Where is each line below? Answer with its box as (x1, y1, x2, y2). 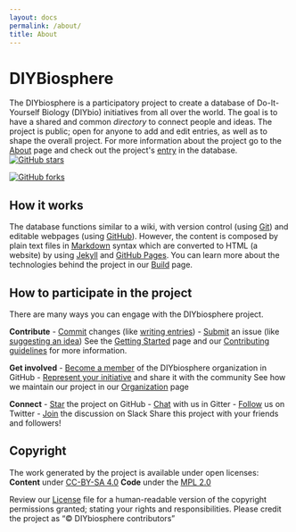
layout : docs (9, 12, 58, 22)
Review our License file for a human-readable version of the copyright (9, 494, 267, 504)
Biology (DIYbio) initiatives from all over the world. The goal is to (41, 107, 278, 118)
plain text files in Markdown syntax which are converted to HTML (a (9, 240, 259, 251)
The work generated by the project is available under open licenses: (9, 467, 259, 478)
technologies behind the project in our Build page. (9, 260, 193, 270)
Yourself (9, 107, 40, 118)
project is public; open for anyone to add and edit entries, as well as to (9, 126, 267, 137)
